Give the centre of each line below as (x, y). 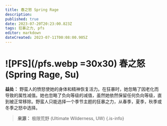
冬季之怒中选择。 (23, 108)
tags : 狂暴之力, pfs (25, 28)
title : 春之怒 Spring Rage (32, 10)
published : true (22, 19)
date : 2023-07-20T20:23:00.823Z (39, 24)
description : (19, 14)
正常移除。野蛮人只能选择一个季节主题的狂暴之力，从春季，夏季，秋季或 (88, 101)
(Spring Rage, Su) (42, 75)
